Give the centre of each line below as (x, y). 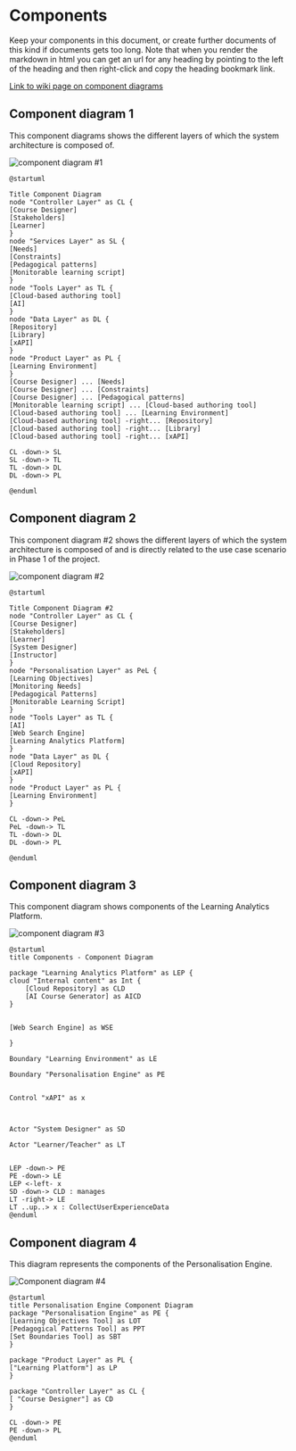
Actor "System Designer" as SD (67, 1130)
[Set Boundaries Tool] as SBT (66, 1337)
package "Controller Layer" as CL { (77, 1392)
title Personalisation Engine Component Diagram (101, 1306)
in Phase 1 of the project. (55, 559)
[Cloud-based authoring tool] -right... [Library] (105, 428)
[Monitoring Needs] (45, 686)
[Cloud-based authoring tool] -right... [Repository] (111, 420)
